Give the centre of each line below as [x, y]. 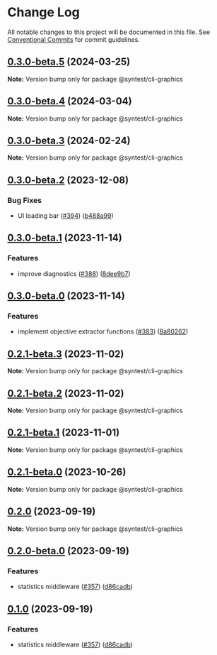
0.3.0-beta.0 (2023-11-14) [66, 296]
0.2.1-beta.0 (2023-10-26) [67, 472]
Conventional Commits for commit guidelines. [74, 39]
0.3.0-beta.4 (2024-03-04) [70, 101]
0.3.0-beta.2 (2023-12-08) [68, 180]
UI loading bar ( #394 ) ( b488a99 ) [66, 216]
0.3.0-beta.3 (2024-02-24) [69, 140]
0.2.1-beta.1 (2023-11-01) [64, 433]
